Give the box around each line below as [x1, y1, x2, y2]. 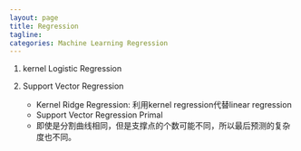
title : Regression [9, 22, 79, 31]
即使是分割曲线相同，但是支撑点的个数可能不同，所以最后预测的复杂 [35, 120, 291, 131]
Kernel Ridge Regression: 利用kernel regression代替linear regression [35, 99, 292, 110]
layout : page [9, 13, 59, 23]
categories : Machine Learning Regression [9, 38, 169, 48]
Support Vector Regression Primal [35, 109, 163, 120]
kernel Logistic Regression [22, 63, 122, 74]
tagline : [9, 30, 43, 39]
